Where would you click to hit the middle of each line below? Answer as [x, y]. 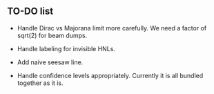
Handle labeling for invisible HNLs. [66, 48]
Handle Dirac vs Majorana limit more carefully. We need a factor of [112, 28]
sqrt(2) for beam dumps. [52, 35]
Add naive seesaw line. [50, 62]
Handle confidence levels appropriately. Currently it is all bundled [110, 75]
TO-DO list [30, 11]
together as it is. [40, 83]
